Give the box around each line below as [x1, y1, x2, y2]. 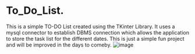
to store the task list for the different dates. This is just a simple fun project [6, 35, 185, 42]
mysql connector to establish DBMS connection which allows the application [6, 29, 189, 36]
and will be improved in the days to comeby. [6, 41, 112, 48]
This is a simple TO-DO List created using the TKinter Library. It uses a [6, 23, 175, 30]
